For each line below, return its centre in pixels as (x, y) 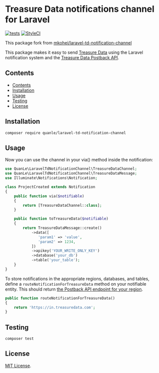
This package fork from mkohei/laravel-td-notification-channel (68, 42)
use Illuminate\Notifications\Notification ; (51, 178)
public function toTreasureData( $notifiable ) (61, 219)
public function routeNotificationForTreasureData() (60, 298)
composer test (20, 339)
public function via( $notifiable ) (49, 196)
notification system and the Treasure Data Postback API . (62, 57)
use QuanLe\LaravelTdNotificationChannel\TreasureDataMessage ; (71, 174)
